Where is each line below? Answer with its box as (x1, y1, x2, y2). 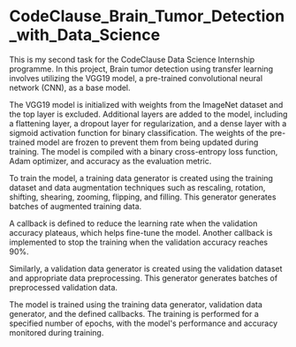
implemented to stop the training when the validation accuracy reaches (9, 237, 268, 247)
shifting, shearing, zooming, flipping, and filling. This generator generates (9, 192, 277, 202)
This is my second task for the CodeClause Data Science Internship (9, 54, 255, 64)
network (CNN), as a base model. (9, 82, 131, 93)
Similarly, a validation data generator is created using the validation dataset (9, 263, 283, 274)
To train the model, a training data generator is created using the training (9, 172, 274, 183)
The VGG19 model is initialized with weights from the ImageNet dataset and (9, 99, 284, 109)
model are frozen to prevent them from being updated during (36, 137, 259, 147)
